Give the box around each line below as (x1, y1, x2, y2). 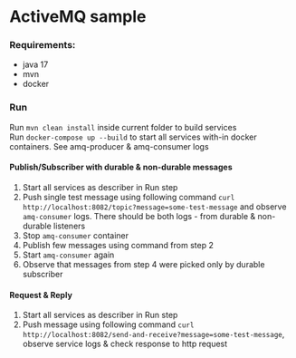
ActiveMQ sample (9, 6, 147, 27)
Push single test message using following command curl (22, 191, 235, 202)
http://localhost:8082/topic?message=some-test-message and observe (22, 201, 287, 212)
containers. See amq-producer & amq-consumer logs (9, 140, 210, 151)
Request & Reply (9, 289, 72, 300)
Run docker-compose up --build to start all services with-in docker (9, 131, 257, 142)
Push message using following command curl (22, 319, 195, 330)
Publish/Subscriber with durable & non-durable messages (9, 161, 233, 173)
